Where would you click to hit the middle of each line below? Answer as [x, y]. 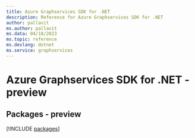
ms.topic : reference [32, 39]
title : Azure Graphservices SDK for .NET [58, 12]
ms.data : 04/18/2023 [32, 34]
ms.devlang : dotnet [30, 45]
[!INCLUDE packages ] [33, 128]
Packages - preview [44, 115]
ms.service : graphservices [40, 51]
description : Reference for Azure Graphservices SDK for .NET [85, 17]
